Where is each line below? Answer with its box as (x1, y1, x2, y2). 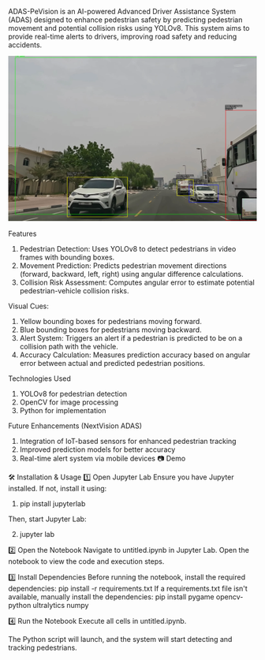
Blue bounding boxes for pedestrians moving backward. (19, 325, 203, 334)
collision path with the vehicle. (19, 342, 118, 352)
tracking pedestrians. (8, 643, 77, 653)
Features (8, 229, 37, 239)
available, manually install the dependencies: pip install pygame (8, 592, 215, 602)
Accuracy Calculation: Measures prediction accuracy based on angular (19, 350, 251, 360)
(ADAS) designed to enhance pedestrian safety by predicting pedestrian (8, 15, 243, 24)
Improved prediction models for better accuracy (19, 445, 176, 454)
